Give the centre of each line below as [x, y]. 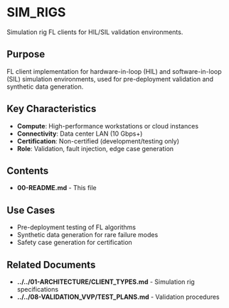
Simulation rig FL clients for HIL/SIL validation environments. [95, 32]
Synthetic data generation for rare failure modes [87, 235]
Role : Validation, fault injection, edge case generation [95, 148]
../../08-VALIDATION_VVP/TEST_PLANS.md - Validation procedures [118, 297]
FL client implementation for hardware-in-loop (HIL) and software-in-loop [114, 71]
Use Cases [31, 210]
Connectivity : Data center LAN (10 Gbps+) [80, 133]
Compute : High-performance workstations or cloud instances [108, 126]
